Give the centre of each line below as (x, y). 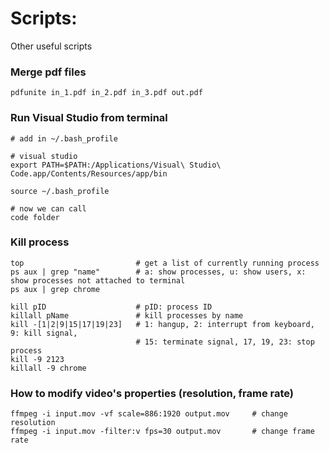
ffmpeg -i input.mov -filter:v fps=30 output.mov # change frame (162, 432)
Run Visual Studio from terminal (89, 118)
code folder (35, 217)
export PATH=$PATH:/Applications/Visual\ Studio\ (116, 165)
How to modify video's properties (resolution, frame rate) (152, 393)
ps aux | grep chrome (55, 289)
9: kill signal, (44, 333)
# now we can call (48, 208)
